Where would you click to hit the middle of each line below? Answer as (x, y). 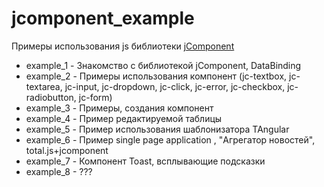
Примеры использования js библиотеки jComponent (123, 46)
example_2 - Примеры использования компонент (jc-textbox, (156, 76)
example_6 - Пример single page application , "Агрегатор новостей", (170, 139)
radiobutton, (51, 97)
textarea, (44, 86)
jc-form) (95, 97)
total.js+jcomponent (67, 150)
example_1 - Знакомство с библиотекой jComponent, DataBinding (163, 65)
